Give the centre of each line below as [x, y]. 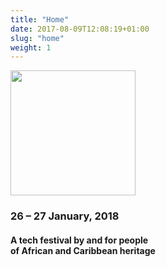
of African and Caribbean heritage [83, 250]
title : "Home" [40, 19]
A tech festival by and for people [79, 240]
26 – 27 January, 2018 [65, 216]
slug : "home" [37, 38]
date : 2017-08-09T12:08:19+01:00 [80, 29]
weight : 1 [31, 47]
